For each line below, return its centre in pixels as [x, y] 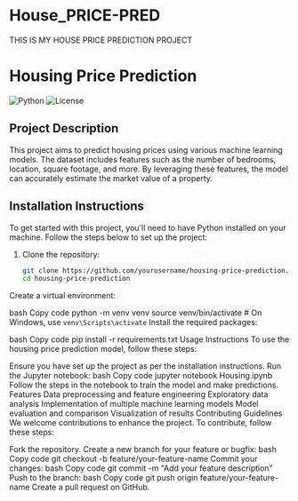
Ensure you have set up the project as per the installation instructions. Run [145, 366]
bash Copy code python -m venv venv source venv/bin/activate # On [136, 313]
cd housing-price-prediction [76, 279]
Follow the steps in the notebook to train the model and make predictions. [144, 385]
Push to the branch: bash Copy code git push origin [104, 478]
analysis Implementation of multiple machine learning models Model [134, 404]
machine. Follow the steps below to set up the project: [108, 237]
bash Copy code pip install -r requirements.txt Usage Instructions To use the [149, 339]
